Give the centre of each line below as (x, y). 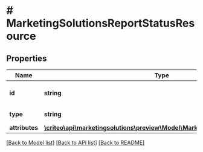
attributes (24, 128)
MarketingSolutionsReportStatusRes (101, 23)
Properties (27, 58)
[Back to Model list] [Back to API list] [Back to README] (76, 143)
